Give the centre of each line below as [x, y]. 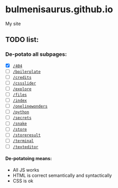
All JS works [26, 170]
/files [20, 95]
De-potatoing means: [29, 159]
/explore [22, 89]
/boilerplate [27, 72]
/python [21, 112]
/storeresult [27, 135]
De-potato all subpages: [36, 54]
